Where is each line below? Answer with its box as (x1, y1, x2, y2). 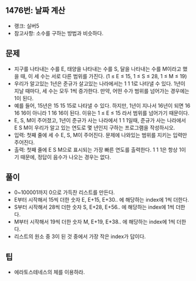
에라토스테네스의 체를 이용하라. (13, 269, 86, 276)
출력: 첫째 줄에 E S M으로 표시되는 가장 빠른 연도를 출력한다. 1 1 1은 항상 (13, 146, 178, 153)
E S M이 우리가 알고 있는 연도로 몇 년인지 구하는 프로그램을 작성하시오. (13, 124, 175, 131)
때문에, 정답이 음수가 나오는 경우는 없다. (20, 153, 111, 160)
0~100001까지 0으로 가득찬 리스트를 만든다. (13, 189, 115, 196)
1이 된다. (13, 95, 34, 102)
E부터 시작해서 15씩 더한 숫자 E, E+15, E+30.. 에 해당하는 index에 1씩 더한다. (13, 196, 189, 203)
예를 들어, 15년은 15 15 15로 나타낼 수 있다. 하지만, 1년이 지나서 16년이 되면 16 (13, 102, 191, 109)
